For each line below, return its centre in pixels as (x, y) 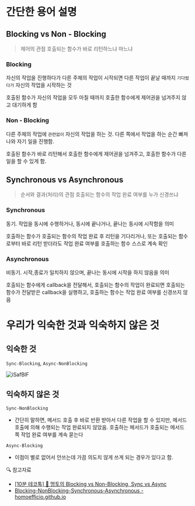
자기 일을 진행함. (35, 141)
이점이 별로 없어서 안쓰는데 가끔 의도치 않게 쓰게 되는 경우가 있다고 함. (94, 457)
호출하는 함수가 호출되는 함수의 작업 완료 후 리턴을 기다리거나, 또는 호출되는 (92, 236)
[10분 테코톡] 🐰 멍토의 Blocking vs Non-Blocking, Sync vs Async (90, 484)
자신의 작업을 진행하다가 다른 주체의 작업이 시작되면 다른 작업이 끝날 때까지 (91, 78)
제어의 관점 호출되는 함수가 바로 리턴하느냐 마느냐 (76, 49)
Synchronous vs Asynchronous (65, 180)
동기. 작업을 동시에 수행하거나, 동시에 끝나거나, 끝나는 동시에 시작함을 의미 (90, 224)
